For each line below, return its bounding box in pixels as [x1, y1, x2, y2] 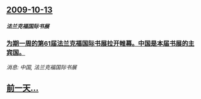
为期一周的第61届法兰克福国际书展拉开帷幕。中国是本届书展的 [6, 39, 188, 48]
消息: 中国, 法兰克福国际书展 [6, 63, 77, 70]
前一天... [6, 83, 39, 94]
